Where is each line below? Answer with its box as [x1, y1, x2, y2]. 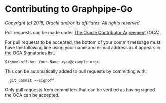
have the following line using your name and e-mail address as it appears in [5, 44, 161, 50]
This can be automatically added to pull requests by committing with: [5, 68, 147, 74]
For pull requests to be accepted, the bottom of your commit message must [5, 39, 161, 45]
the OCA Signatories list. [5, 50, 56, 56]
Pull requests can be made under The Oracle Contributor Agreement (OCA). [5, 29, 161, 35]
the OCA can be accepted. [5, 92, 60, 98]
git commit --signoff [9, 78, 55, 83]
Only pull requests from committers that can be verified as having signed [5, 86, 155, 93]
